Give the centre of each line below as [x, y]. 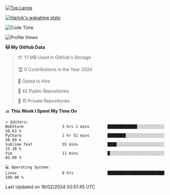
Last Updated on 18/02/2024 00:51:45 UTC [50, 187]
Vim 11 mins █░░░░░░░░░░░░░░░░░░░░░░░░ [85, 153]
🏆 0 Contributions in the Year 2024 [55, 69]
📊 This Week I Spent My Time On [41, 111]
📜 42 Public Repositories [43, 91]
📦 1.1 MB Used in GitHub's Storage [54, 57]
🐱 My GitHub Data [25, 47]
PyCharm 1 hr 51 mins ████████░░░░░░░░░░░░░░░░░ [85, 136]
